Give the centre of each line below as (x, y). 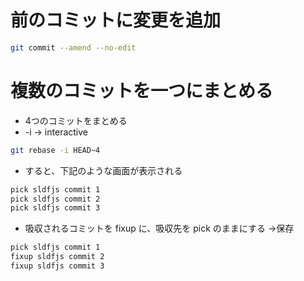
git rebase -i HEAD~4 (55, 150)
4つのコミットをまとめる (76, 120)
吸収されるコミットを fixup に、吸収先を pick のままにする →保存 (159, 228)
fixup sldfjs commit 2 (57, 257)
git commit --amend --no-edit (73, 47)
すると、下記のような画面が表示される (103, 170)
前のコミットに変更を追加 (116, 20)
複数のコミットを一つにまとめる (142, 91)
